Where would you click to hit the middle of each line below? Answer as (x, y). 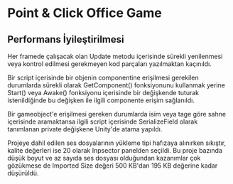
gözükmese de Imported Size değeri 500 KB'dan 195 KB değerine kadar (113, 166)
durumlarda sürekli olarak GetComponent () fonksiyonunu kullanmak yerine (116, 85)
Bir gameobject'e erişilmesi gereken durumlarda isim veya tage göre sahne (116, 114)
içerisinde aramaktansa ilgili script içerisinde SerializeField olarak (103, 121)
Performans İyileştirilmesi (66, 39)
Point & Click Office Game (85, 13)
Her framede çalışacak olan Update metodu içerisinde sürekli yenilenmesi (115, 56)
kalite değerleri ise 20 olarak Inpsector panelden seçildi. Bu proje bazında (115, 150)
